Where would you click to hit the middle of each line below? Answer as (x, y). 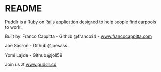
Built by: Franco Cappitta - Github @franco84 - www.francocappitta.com (79, 36)
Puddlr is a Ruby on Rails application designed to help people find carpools (81, 22)
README (23, 8)
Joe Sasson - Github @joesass (36, 45)
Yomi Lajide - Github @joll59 (34, 55)
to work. (13, 27)
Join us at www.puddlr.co (31, 64)
